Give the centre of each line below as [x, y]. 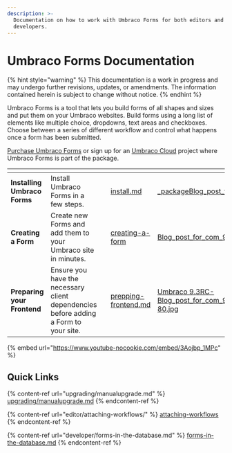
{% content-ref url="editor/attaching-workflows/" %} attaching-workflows [113, 415]
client [60, 296]
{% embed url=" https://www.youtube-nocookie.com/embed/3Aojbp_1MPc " [114, 348]
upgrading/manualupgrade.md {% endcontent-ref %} [83, 401]
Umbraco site [72, 250]
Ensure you [69, 270]
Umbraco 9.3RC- [186, 292]
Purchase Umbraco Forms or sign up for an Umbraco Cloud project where [112, 151]
